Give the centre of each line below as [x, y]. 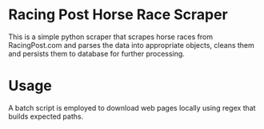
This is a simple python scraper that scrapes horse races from [111, 37]
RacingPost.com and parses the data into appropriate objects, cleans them [131, 45]
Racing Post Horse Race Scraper [118, 15]
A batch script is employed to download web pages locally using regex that [132, 107]
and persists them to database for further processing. [97, 53]
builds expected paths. [46, 116]
